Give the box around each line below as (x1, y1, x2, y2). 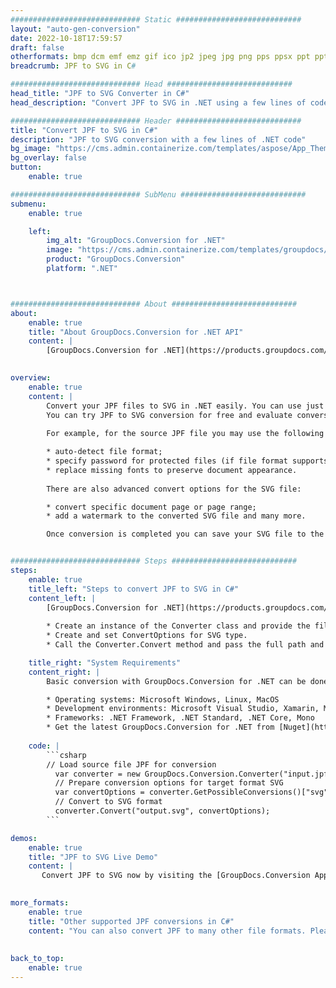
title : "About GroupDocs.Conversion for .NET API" (28, 327, 244, 337)
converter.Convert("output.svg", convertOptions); (54, 806, 271, 816)
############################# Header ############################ (10, 116, 302, 126)
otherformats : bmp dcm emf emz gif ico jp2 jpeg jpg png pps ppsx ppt (10, 52, 311, 62)
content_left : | (28, 593, 97, 603)
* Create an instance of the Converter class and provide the (46, 621, 311, 631)
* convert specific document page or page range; (46, 502, 257, 512)
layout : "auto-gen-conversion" (10, 24, 141, 34)
